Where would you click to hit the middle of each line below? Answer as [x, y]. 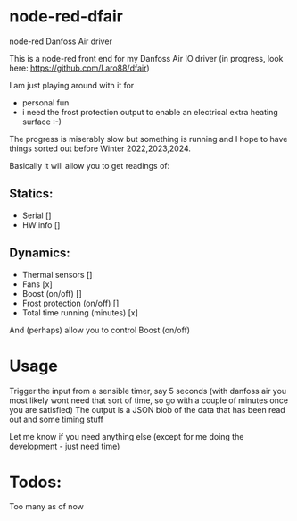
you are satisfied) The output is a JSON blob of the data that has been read [147, 409]
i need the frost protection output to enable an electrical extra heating [150, 112]
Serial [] [37, 215]
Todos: [36, 482]
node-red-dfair [66, 17]
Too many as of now [47, 507]
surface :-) [42, 122]
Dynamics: [40, 253]
